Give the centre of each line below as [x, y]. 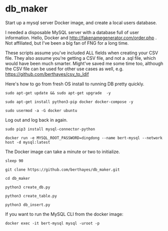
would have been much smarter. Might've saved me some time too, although [84, 63]
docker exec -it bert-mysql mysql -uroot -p [52, 223]
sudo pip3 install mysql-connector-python [50, 129]
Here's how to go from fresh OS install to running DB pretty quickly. [75, 84]
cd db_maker [18, 178]
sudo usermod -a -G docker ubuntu [41, 110]
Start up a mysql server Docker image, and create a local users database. [81, 23]
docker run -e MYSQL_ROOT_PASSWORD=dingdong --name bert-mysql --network [84, 138]
